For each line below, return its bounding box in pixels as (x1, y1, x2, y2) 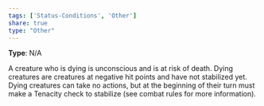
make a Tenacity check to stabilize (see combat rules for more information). (8, 89, 257, 99)
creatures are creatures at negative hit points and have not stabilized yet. (8, 73, 248, 82)
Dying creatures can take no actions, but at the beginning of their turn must (8, 80, 255, 90)
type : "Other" (8, 26, 56, 34)
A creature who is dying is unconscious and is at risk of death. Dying (8, 64, 233, 73)
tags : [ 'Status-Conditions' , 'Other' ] (8, 11, 137, 20)
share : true (8, 19, 48, 27)
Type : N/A (8, 49, 42, 58)
